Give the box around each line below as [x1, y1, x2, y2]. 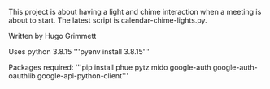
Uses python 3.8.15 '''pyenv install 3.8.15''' [8, 47, 150, 56]
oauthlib [8, 71, 36, 80]
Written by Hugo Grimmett [8, 32, 97, 40]
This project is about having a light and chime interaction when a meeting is [8, 7, 262, 16]
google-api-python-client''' [37, 71, 128, 80]
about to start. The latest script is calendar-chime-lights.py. [8, 15, 207, 25]
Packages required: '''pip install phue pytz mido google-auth [8, 62, 211, 72]
